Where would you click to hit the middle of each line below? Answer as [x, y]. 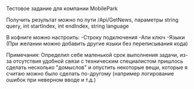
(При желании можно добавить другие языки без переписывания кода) [97, 44]
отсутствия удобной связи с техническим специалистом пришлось [98, 61]
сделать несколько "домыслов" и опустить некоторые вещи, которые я [97, 67]
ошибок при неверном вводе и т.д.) [51, 80]
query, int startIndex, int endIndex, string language [67, 26]
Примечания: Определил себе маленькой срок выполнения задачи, [92, 55]
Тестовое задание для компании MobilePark [62, 8]
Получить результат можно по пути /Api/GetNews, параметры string [92, 20]
